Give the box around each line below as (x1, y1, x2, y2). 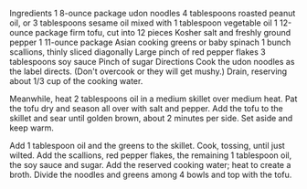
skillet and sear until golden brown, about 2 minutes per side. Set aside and (9, 113, 293, 123)
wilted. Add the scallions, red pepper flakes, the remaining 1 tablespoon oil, (9, 150, 292, 161)
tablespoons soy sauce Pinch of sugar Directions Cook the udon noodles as (9, 57, 295, 67)
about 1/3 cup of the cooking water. (9, 76, 143, 86)
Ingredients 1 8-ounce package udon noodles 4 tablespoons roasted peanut (9, 8, 296, 18)
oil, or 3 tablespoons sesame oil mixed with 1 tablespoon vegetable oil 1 (9, 17, 279, 28)
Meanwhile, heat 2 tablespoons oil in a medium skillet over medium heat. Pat (9, 93, 298, 104)
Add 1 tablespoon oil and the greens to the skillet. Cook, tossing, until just (9, 141, 285, 151)
